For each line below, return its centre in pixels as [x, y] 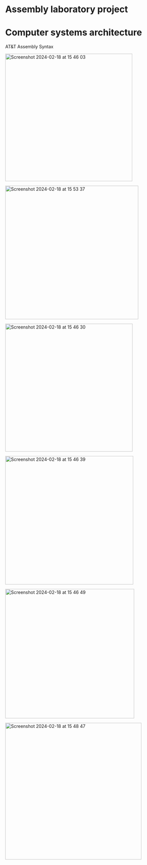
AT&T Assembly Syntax [30, 47]
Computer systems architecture [74, 33]
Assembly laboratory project [67, 9]
